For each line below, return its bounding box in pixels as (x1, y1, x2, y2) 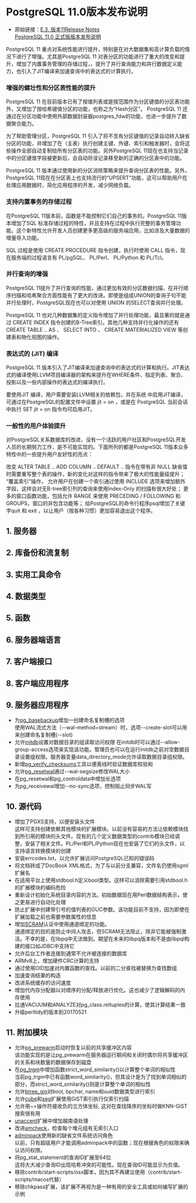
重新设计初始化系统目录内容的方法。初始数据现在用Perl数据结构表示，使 (14, 891, 188, 898)
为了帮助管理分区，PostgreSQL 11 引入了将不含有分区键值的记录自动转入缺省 (6, 132, 190, 139)
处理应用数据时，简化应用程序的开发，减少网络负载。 (6, 182, 134, 189)
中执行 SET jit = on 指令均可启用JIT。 (6, 405, 96, 413)
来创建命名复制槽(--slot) (14, 731, 73, 738)
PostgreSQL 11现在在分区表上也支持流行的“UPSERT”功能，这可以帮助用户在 (6, 174, 188, 182)
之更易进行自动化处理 (14, 899, 66, 906)
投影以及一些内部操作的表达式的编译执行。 (6, 379, 108, 386)
